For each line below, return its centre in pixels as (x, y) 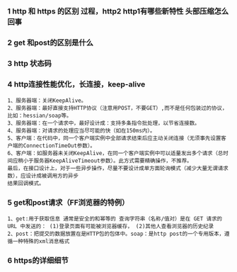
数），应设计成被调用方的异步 (43, 176)
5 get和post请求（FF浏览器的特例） (68, 202)
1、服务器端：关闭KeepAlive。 (47, 101)
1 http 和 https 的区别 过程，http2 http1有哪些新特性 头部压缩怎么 (118, 11)
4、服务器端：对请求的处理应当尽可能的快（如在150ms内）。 (81, 131)
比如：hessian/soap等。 (40, 116)
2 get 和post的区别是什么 (51, 42)
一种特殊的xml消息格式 (41, 242)
